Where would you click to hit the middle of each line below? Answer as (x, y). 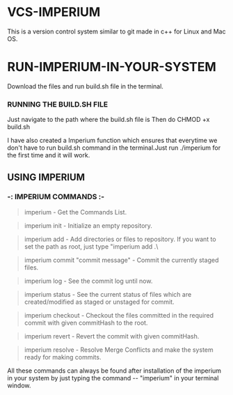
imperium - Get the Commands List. (75, 212)
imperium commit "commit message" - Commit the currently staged (121, 260)
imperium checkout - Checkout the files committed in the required (119, 315)
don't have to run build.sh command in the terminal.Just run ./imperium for (114, 148)
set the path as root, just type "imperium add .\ (91, 246)
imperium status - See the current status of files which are (108, 294)
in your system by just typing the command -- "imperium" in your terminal (113, 378)
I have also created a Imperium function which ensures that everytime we (112, 141)
